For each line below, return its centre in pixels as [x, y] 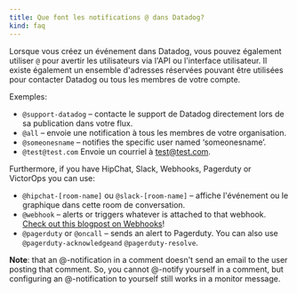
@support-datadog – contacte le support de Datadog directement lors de [153, 114]
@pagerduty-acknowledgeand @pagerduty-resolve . [110, 242]
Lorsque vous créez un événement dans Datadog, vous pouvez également [145, 51]
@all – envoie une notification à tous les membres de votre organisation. [154, 132]
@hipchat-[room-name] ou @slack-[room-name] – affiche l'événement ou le [155, 195]
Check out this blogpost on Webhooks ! [93, 224]
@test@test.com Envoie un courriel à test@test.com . [116, 151]
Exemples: [28, 96]
